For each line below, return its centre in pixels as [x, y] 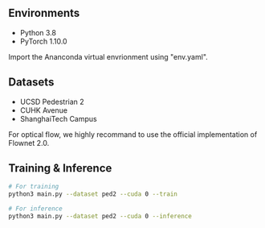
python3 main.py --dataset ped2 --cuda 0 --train [93, 194]
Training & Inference [60, 168]
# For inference [35, 209]
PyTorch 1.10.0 [43, 41]
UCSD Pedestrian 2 [52, 102]
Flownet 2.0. [29, 143]
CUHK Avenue [44, 110]
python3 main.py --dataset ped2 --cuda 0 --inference [100, 217]
